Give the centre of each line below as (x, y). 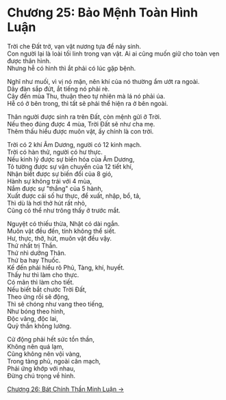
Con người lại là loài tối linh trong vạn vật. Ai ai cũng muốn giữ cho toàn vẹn (113, 54)
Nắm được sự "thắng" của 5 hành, (55, 188)
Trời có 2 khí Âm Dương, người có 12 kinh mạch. (74, 144)
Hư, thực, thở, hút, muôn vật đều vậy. (59, 238)
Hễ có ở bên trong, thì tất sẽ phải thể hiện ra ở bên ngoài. (88, 103)
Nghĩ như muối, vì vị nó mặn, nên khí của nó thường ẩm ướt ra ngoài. (103, 81)
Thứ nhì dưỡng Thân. (37, 253)
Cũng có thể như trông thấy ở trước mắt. (64, 210)
